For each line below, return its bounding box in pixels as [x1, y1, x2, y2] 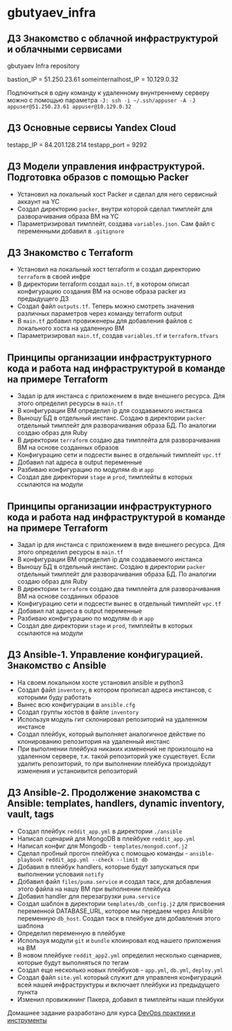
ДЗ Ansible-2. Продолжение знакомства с [7, 787, 201, 799]
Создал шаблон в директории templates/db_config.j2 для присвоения [17, 899, 225, 908]
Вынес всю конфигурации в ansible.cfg [17, 700, 136, 708]
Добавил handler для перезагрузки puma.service [17, 892, 161, 900]
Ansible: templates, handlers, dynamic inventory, [7, 798, 225, 810]
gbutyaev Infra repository [7, 62, 80, 70]
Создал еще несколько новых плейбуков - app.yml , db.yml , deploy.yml [17, 966, 224, 974]
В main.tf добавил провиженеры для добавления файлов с [17, 317, 193, 325]
